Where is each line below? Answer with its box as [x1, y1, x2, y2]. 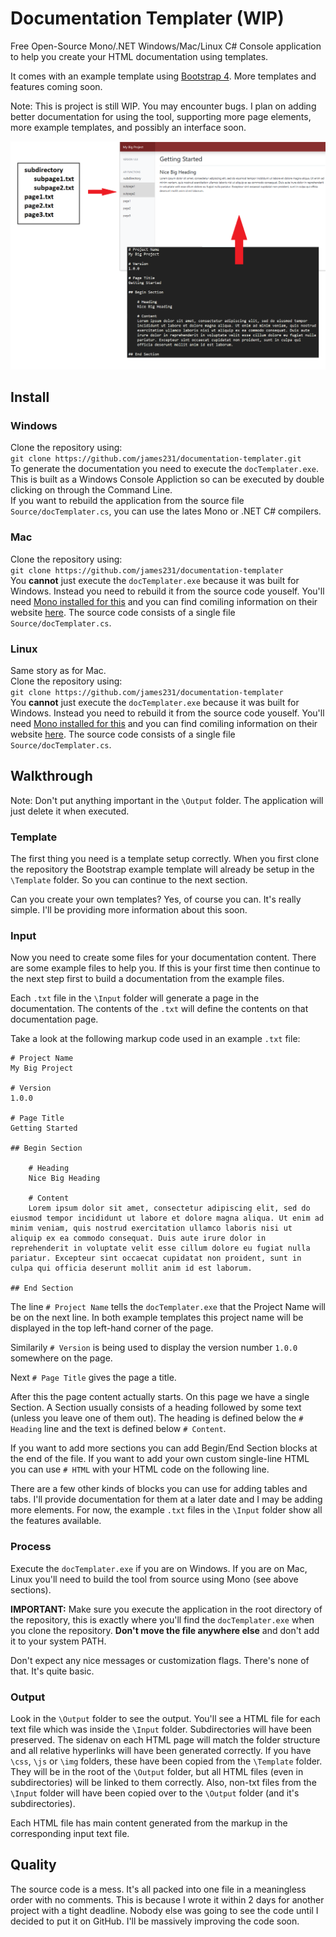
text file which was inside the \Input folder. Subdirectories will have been [10, 1723, 312, 1735]
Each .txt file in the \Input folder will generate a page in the [10, 992, 260, 1004]
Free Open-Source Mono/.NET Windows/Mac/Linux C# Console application [10, 40, 322, 52]
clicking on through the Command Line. [10, 484, 173, 496]
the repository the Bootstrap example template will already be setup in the [10, 863, 315, 876]
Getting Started [10, 1123, 78, 1134]
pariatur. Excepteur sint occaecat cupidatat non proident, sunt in [10, 1253, 302, 1264]
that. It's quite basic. [10, 1665, 95, 1677]
